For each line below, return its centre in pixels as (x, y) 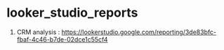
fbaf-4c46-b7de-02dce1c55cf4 (62, 39)
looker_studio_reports (72, 13)
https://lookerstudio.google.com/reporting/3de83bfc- (139, 32)
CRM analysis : (38, 32)
